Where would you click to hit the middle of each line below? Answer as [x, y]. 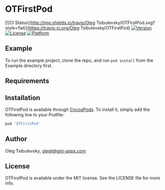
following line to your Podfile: [35, 114]
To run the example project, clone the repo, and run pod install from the [79, 60]
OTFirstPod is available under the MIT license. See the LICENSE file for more [82, 178]
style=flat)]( [17, 27]
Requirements [27, 81]
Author [16, 139]
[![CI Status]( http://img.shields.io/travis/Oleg [50, 23]
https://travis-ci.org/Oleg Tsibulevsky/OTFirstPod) [80, 27]
